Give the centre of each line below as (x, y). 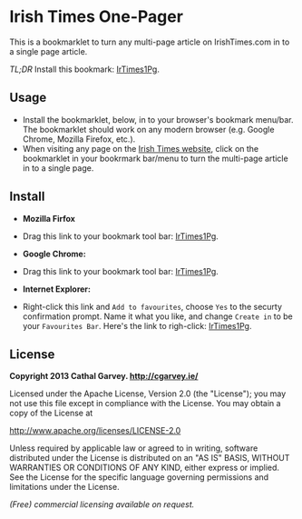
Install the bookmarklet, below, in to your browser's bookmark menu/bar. (158, 119)
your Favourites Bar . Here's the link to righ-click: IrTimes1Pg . (137, 325)
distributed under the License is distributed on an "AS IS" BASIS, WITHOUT (150, 458)
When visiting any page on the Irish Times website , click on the (141, 148)
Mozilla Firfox (49, 218)
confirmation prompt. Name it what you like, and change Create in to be (157, 316)
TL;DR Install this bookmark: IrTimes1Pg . (85, 69)
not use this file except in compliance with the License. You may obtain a (145, 404)
